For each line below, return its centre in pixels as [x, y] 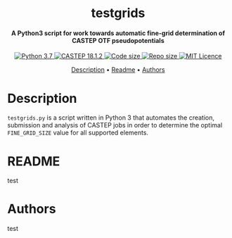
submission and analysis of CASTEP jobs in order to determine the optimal [115, 125]
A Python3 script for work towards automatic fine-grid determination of [118, 33]
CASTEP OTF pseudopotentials [118, 40]
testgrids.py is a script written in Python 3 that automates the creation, [111, 118]
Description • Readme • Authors [118, 70]
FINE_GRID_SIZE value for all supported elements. [78, 133]
